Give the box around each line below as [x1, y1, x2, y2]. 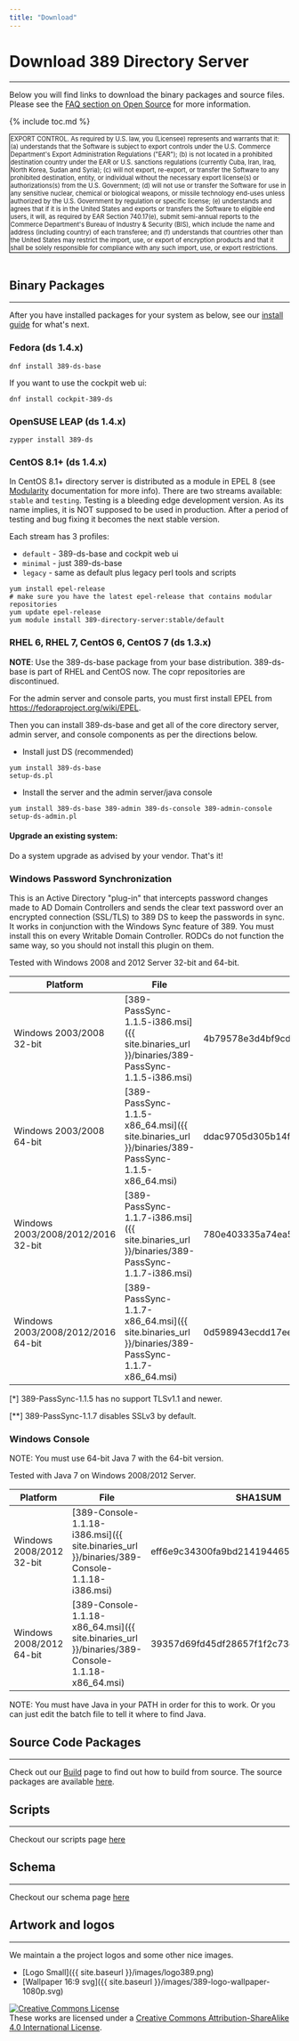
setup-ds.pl [9, 771, 53, 780]
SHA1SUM [235, 1492, 282, 1504]
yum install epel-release [9, 585, 105, 594]
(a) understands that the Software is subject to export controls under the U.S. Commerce [10, 142, 271, 151]
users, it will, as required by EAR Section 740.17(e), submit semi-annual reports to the [10, 212, 260, 221]
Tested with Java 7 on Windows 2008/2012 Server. [9, 1470, 197, 1481]
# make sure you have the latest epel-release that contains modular [9, 593, 273, 602]
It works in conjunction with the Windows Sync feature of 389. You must [9, 921, 274, 932]
